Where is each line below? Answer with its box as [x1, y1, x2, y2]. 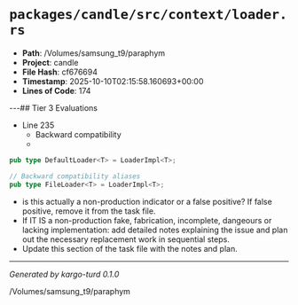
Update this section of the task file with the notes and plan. [21, 243, 238, 254]
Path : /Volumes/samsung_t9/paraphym [21, 47, 166, 59]
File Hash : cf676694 [21, 66, 98, 77]
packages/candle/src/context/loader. [9, 6, 288, 23]
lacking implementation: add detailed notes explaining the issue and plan [21, 224, 288, 235]
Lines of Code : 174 [21, 85, 91, 96]
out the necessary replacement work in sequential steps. [21, 233, 231, 245]
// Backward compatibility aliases [9, 171, 141, 181]
